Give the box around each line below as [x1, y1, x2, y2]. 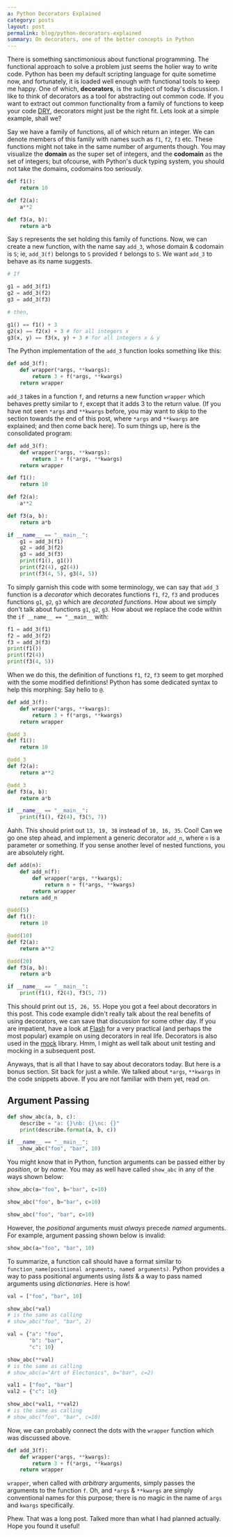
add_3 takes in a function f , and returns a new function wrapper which [7, 392, 205, 400]
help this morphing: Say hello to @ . [7, 685, 105, 694]
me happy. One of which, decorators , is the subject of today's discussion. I [7, 85, 223, 93]
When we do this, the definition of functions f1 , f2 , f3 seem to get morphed [7, 671, 224, 678]
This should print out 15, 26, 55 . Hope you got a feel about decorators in [7, 1002, 217, 1010]
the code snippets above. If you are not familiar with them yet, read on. [7, 1075, 210, 1083]
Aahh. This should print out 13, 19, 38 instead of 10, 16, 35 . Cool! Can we [7, 827, 223, 835]
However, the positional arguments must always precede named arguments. [7, 1223, 227, 1232]
